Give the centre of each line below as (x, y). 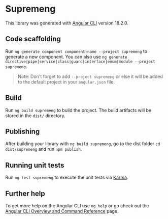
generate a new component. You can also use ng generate (66, 57)
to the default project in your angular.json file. (66, 81)
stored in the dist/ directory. (36, 116)
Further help (25, 193)
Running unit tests (35, 165)
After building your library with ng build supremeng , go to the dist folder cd (83, 144)
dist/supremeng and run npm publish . (44, 149)
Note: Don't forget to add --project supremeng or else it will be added (90, 76)
